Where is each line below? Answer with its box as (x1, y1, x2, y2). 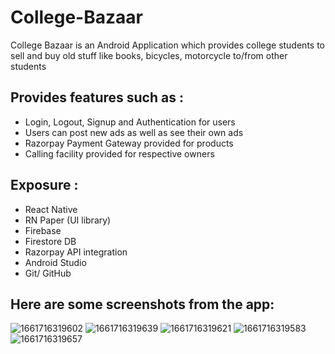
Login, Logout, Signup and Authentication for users (24, 116, 236, 128)
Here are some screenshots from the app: (10, 296, 275, 313)
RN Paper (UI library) (24, 214, 112, 226)
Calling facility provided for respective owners (24, 147, 215, 160)
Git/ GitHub (24, 267, 72, 279)
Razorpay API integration (24, 246, 128, 258)
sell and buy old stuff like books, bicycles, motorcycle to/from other (10, 49, 288, 61)
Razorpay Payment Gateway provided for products (24, 137, 234, 149)
